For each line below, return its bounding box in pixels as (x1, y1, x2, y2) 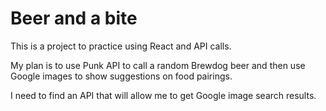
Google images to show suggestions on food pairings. (10, 70, 233, 82)
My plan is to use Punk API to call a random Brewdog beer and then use (10, 59, 306, 71)
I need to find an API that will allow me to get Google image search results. (10, 89, 317, 101)
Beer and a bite (10, 7, 138, 30)
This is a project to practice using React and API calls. (10, 40, 232, 52)
